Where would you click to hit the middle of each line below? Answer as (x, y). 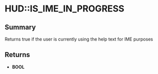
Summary (20, 27)
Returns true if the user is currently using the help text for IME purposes (79, 39)
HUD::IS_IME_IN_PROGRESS (65, 9)
